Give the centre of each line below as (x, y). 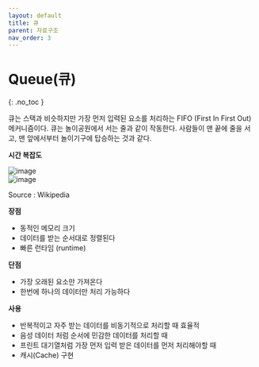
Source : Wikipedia (39, 195)
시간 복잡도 (25, 155)
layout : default (35, 15)
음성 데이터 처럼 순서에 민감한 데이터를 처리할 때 (93, 335)
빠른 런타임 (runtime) (53, 248)
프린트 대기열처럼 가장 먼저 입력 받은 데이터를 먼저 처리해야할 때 (118, 346)
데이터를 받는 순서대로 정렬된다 (67, 238)
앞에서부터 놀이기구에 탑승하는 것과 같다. (89, 138)
